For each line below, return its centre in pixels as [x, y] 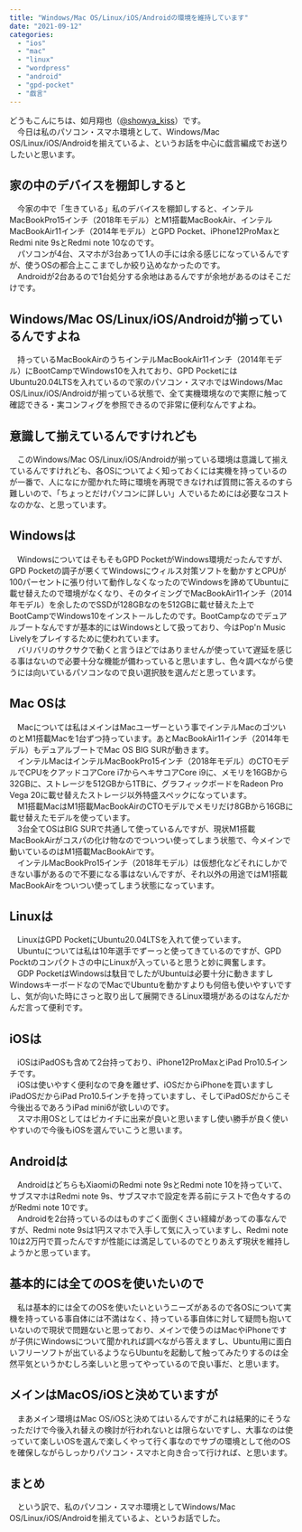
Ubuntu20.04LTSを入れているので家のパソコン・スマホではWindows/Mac [146, 382]
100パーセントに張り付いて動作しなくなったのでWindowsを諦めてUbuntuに [150, 582]
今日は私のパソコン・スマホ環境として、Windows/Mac [119, 131]
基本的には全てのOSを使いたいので [107, 1284]
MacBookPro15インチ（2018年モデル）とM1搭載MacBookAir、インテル [141, 220]
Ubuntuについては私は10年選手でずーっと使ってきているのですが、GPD [149, 951]
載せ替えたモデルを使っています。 [72, 817]
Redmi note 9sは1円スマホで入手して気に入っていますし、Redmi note [160, 1230]
